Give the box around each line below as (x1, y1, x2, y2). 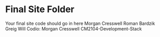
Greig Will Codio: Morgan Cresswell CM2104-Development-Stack (5, 25, 142, 31)
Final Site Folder (5, 4, 75, 15)
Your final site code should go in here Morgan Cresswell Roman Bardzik (5, 20, 155, 26)
